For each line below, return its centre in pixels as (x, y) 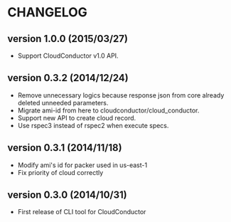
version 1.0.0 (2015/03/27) (68, 39)
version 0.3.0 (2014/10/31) (67, 195)
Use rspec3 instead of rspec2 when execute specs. (93, 125)
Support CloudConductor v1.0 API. (68, 55)
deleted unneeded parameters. (63, 102)
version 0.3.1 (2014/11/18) (65, 148)
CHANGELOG (47, 12)
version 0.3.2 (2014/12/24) (68, 78)
